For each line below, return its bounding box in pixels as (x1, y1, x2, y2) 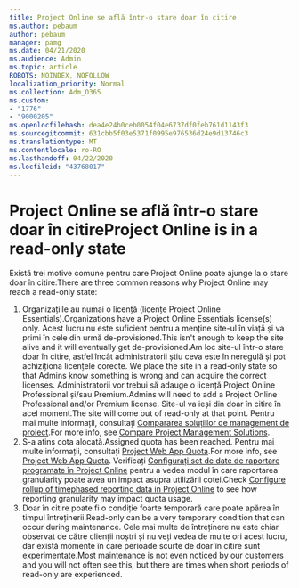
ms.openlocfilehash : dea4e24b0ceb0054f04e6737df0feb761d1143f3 (9, 121, 249, 130)
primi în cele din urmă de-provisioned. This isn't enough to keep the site (21, 332, 284, 343)
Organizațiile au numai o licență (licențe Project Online (21, 304, 221, 314)
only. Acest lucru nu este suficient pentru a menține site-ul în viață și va (21, 323, 285, 334)
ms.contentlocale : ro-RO (9, 145, 101, 154)
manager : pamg (9, 37, 62, 47)
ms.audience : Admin (9, 54, 82, 63)
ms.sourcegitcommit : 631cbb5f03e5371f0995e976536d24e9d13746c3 (9, 129, 249, 138)
